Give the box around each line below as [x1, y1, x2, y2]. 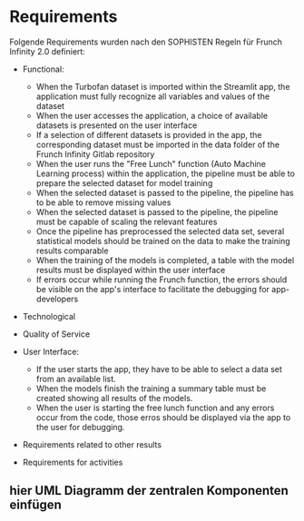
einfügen [9, 497, 62, 513]
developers [35, 293, 79, 304]
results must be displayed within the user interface [35, 264, 226, 275]
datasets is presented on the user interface [35, 120, 198, 131]
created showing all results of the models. [35, 392, 193, 403]
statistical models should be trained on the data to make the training [35, 235, 290, 246]
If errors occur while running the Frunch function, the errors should [35, 274, 288, 285]
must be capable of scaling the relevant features [35, 216, 218, 227]
